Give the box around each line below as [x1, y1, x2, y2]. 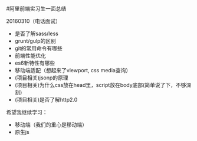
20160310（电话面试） [6, 18, 61, 25]
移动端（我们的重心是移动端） [14, 121, 87, 128]
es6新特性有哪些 [14, 59, 55, 66]
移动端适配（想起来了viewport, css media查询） [14, 67, 132, 73]
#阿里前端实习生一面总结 [6, 5, 67, 12]
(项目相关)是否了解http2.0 [14, 96, 78, 103]
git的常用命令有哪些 [14, 45, 63, 52]
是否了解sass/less [14, 30, 59, 37]
